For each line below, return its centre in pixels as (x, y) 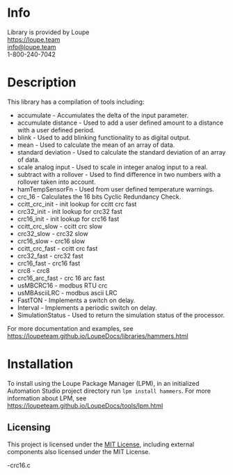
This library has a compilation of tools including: (76, 102)
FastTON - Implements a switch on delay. (76, 300)
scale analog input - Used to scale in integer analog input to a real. (112, 167)
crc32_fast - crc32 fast (50, 256)
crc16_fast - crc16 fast (49, 263)
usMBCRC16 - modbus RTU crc (62, 285)
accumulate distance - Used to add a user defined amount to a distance (120, 123)
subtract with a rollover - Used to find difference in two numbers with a (119, 174)
